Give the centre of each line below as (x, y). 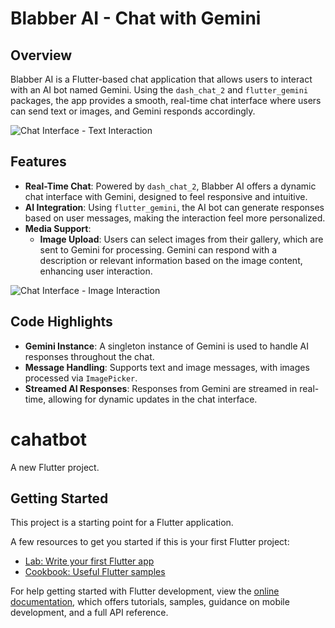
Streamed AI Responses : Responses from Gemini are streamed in (161, 388)
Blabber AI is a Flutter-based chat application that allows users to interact (161, 79)
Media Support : (58, 228)
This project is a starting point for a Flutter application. (122, 523)
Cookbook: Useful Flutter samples (95, 572)
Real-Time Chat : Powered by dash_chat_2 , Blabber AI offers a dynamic (170, 186)
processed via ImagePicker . (81, 378)
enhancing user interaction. (96, 271)
